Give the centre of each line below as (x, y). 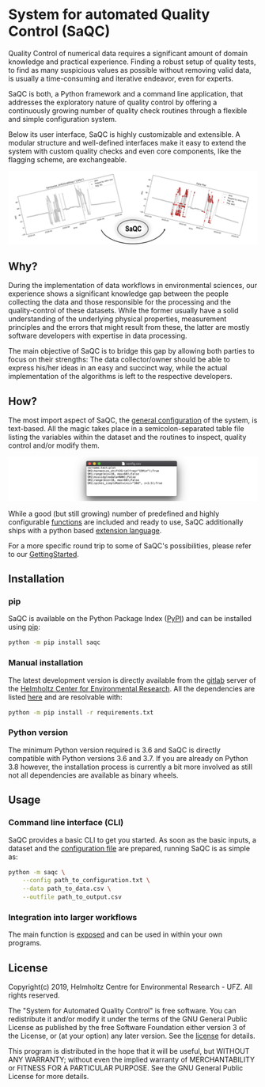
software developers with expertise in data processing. (98, 336)
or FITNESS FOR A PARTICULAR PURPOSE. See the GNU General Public (126, 1068)
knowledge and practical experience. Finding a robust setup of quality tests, (132, 62)
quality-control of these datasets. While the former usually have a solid (123, 311)
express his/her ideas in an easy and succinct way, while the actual (118, 368)
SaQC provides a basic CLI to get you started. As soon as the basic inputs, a (132, 839)
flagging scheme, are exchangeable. (68, 159)
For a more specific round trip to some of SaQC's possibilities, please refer (130, 545)
